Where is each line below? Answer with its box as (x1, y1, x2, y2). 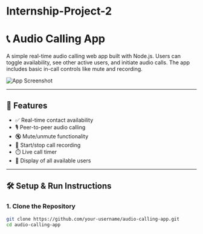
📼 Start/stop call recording (14, 141, 81, 149)
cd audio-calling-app (6, 221, 61, 228)
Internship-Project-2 (6, 4, 112, 18)
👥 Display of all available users (14, 156, 91, 164)
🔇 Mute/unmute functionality (14, 132, 89, 140)
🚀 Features (6, 100, 48, 110)
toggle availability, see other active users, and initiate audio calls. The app (6, 59, 190, 66)
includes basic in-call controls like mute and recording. (6, 65, 143, 73)
